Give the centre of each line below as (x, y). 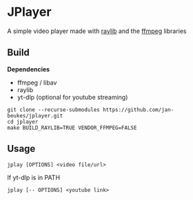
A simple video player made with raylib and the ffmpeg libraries (97, 31)
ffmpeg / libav (37, 82)
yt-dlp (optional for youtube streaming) (72, 97)
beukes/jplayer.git (35, 115)
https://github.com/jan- (138, 110)
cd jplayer (23, 122)
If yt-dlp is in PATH (34, 177)
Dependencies (29, 69)
